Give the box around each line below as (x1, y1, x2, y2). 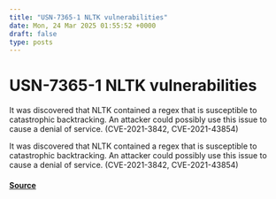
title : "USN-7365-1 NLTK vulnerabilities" (9, 12, 168, 22)
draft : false (9, 29, 57, 38)
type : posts (9, 37, 53, 47)
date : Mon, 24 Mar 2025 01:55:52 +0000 (9, 21, 157, 30)
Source (9, 180, 37, 190)
